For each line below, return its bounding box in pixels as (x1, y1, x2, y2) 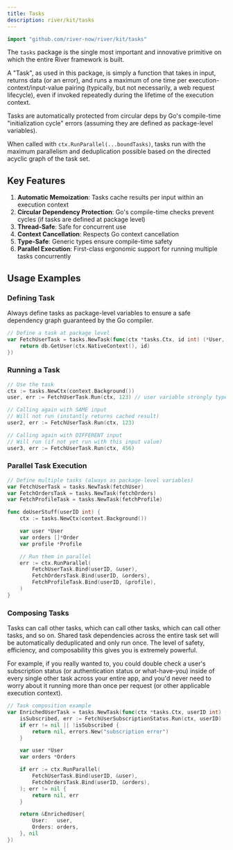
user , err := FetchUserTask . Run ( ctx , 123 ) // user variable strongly (7, 394, 213, 401)
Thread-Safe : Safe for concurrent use (17, 223, 127, 231)
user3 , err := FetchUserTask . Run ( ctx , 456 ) (7, 444, 135, 451)
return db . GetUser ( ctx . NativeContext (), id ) (19, 342, 150, 349)
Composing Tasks (7, 608, 69, 618)
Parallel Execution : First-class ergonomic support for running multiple (17, 245, 218, 253)
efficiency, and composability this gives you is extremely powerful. (7, 646, 198, 654)
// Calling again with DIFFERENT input (7, 431, 123, 439)
